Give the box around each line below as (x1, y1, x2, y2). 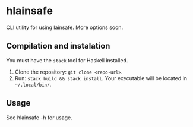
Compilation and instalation (6, 41, 110, 51)
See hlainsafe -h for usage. (6, 114, 72, 121)
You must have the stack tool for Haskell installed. (6, 56, 128, 63)
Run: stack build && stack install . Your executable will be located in (14, 74, 188, 81)
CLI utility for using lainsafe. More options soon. (6, 24, 124, 31)
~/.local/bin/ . (14, 81, 52, 88)
